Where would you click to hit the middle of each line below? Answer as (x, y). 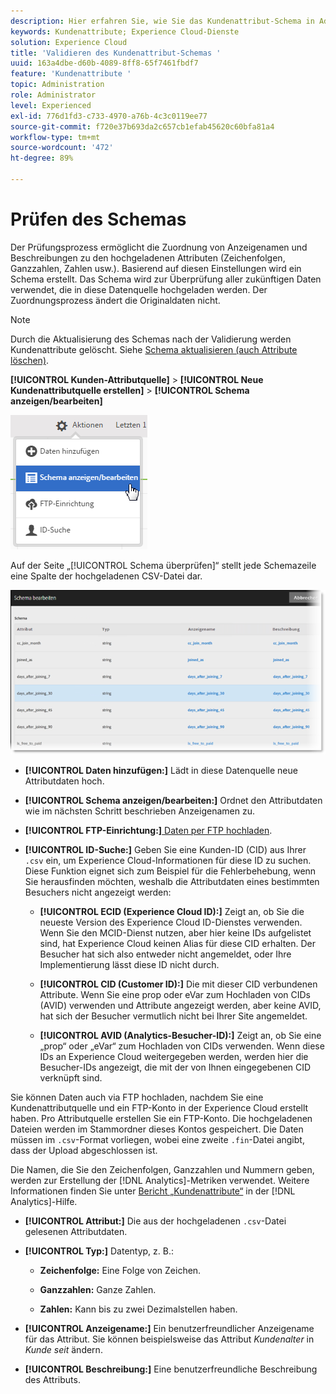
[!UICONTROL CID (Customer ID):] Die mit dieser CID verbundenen (178, 984)
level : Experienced (51, 105)
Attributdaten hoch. (64, 781)
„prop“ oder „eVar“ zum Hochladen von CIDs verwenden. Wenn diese (182, 1046)
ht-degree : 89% (42, 158)
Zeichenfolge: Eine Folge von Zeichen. (120, 1270)
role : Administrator (53, 95)
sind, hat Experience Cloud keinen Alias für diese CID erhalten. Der (178, 943)
